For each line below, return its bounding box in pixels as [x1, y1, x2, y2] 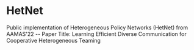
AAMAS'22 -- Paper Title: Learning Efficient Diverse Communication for [6, 30, 187, 37]
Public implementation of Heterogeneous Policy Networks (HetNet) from [6, 24, 188, 31]
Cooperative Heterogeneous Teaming [6, 37, 101, 44]
